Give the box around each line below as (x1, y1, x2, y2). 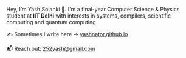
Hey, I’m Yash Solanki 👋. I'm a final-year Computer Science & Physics (6, 6, 180, 13)
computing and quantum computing (6, 19, 96, 25)
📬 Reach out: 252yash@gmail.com (6, 45, 95, 52)
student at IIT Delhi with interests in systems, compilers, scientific (6, 12, 171, 19)
